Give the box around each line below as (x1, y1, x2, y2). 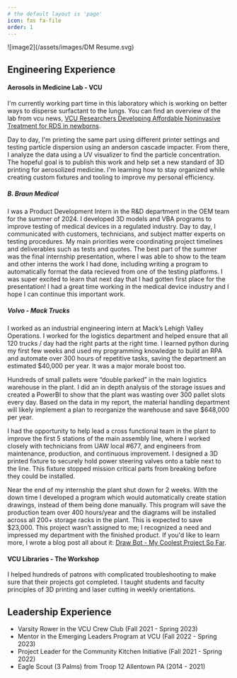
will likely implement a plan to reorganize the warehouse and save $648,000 (7, 405, 230, 414)
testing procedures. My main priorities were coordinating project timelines (7, 237, 223, 245)
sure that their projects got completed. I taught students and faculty (7, 578, 205, 587)
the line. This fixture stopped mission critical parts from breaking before (7, 464, 217, 473)
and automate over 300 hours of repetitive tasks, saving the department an (7, 354, 226, 362)
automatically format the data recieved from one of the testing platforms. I (7, 267, 223, 276)
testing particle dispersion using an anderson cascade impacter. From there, (7, 142, 230, 151)
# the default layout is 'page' (7, 10, 103, 18)
